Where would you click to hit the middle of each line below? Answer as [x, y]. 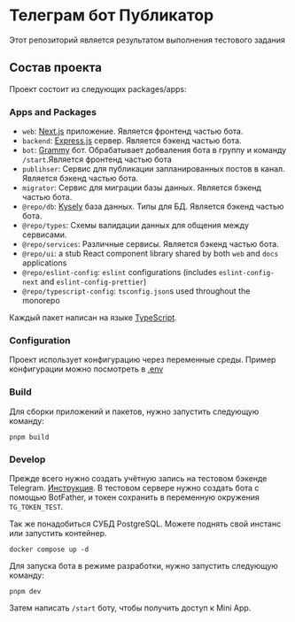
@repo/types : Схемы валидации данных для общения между [136, 226]
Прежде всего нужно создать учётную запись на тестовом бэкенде [138, 478]
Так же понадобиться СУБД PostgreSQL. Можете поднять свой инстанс [145, 524]
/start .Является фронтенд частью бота [97, 159]
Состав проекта [55, 68]
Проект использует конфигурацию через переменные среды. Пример [143, 360]
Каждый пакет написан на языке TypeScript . [93, 318]
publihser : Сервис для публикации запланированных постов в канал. [153, 169]
